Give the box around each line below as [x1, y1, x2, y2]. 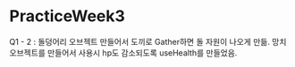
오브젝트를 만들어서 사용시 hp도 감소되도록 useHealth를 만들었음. [9, 47, 238, 58]
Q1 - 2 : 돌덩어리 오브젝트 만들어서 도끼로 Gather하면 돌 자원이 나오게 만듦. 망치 [9, 36, 287, 47]
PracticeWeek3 [9, 6, 125, 26]
